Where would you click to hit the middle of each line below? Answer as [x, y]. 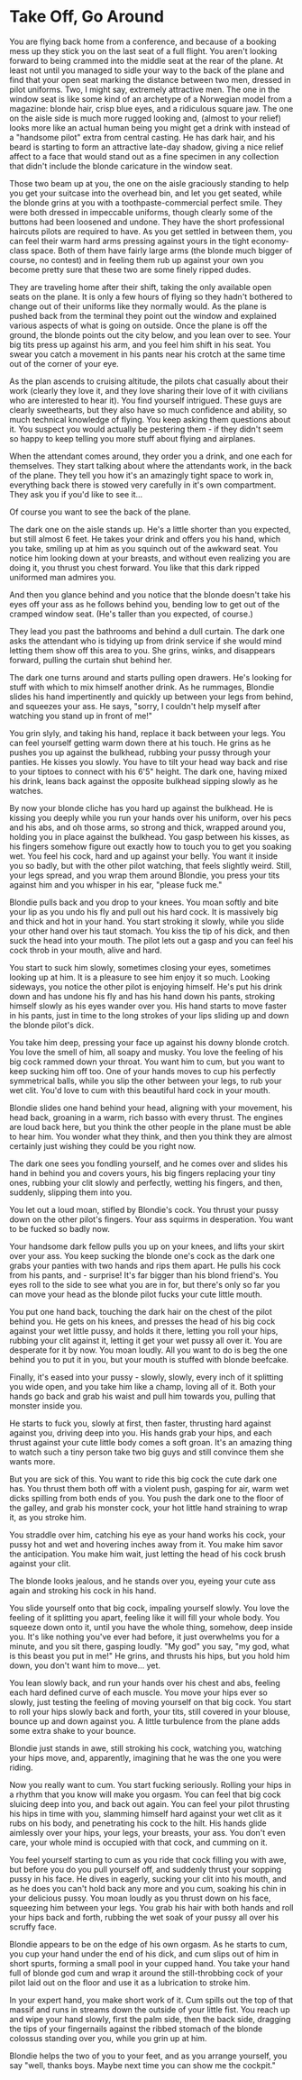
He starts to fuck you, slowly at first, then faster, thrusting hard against [141, 1423]
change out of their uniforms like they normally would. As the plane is [138, 306]
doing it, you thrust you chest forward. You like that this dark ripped [134, 567]
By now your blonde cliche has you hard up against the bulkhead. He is [141, 807]
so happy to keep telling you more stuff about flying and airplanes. [133, 438]
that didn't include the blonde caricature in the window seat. [121, 166]
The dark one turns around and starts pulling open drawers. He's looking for [151, 677]
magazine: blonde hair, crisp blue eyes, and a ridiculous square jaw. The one [151, 108]
